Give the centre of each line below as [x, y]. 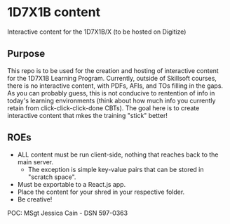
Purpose [26, 54]
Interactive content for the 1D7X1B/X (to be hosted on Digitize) [97, 32]
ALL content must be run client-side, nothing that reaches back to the [118, 154]
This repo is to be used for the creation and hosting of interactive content [113, 70]
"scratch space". [52, 177]
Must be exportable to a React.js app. [72, 184]
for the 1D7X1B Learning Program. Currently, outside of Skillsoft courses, [112, 78]
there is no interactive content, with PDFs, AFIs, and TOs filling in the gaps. [115, 86]
